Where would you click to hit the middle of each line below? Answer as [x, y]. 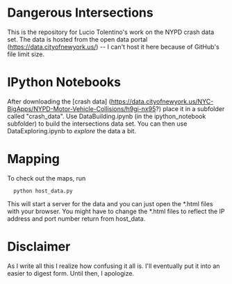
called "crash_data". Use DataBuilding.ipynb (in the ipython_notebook [107, 116]
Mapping [34, 159]
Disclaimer [39, 247]
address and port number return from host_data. [76, 218]
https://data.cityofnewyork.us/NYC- [162, 101]
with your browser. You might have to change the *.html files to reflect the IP [116, 211]
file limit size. [26, 54]
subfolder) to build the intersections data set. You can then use [97, 124]
